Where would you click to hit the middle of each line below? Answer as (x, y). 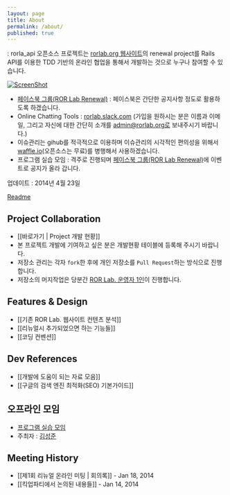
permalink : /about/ (35, 26)
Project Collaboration (54, 219)
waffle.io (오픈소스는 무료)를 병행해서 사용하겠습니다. (88, 151)
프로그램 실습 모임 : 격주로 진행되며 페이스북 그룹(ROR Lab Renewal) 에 (113, 159)
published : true (30, 33)
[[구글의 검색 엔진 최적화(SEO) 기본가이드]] (75, 385)
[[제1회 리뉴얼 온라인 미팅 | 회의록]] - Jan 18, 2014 (86, 476)
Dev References (42, 359)
